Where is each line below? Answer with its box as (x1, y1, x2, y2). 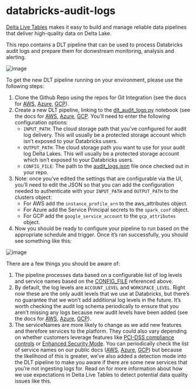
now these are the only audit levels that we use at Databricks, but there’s (14, 290, 190, 297)
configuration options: (14, 119, 68, 126)
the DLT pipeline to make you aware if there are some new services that (14, 358, 188, 366)
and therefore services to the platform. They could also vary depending (14, 327, 187, 334)
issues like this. (14, 377, 51, 384)
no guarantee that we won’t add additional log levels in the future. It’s (14, 296, 181, 303)
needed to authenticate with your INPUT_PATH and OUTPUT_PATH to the (14, 187, 178, 194)
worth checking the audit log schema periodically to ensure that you (14, 302, 179, 309)
